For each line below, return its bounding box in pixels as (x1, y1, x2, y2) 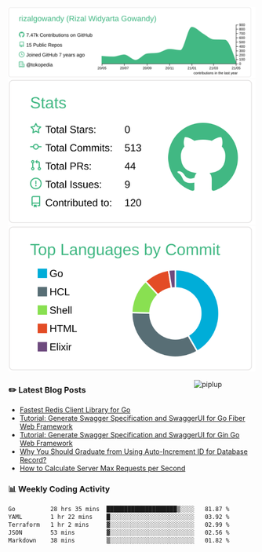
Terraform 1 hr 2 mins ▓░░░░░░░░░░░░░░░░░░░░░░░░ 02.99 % (8, 521, 230, 529)
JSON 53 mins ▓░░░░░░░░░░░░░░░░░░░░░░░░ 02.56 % (8, 529, 230, 537)
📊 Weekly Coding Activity (8, 483, 111, 494)
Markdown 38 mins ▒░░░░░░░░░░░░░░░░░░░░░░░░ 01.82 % (8, 537, 230, 545)
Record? (19, 455, 47, 464)
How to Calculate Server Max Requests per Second (19, 463, 186, 473)
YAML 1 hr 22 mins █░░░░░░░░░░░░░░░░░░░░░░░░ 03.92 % (8, 514, 230, 521)
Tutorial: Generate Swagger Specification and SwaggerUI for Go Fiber (19, 413, 246, 422)
